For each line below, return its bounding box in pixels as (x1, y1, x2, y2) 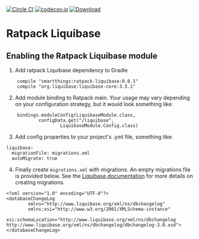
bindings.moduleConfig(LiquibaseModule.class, (17, 112, 136, 118)
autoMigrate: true (11, 155, 58, 161)
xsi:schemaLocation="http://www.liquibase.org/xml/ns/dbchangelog (6, 217, 176, 223)
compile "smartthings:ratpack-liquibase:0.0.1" (17, 78, 138, 84)
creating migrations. (14, 179, 65, 186)
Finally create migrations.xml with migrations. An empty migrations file (14, 166, 191, 173)
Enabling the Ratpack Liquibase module (6, 51, 158, 61)
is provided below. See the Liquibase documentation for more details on (14, 172, 194, 179)
